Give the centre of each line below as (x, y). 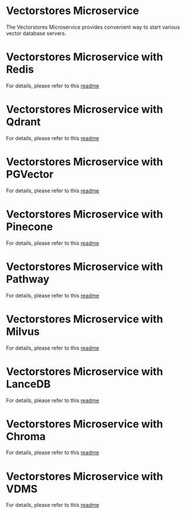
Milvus (23, 331)
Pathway (28, 279)
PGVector (30, 174)
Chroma (26, 436)
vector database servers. (36, 33)
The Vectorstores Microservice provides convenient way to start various (93, 27)
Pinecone (30, 226)
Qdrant (23, 122)
